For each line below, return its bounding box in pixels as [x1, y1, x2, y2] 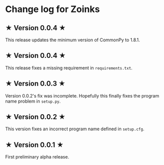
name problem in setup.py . [5, 98, 61, 104]
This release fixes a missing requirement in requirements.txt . [5, 64, 133, 71]
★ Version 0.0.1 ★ [5, 140, 64, 149]
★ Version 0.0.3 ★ [5, 79, 66, 88]
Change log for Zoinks [5, 4, 100, 15]
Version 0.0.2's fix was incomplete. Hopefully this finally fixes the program [5, 93, 159, 99]
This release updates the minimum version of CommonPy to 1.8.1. [5, 37, 140, 43]
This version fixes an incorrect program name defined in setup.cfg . [5, 126, 144, 132]
